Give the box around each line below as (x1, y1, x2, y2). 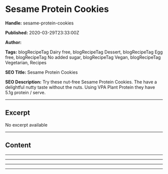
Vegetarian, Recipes (5, 59, 46, 65)
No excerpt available (5, 122, 47, 128)
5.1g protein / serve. (5, 89, 46, 95)
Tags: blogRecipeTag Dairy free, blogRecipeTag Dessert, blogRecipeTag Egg (5, 49, 163, 55)
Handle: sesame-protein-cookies (5, 20, 74, 26)
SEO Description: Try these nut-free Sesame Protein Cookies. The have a (5, 79, 157, 85)
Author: (5, 39, 22, 45)
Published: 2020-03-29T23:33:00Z (5, 29, 79, 35)
